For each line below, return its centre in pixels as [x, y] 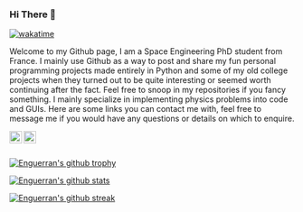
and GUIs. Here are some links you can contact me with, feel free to [136, 109]
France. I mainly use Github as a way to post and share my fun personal [143, 61]
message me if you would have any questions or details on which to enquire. [152, 119]
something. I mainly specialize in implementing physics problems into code [149, 99]
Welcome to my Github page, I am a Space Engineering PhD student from [146, 51]
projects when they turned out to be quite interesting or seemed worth [140, 80]
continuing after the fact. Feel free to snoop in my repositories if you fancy [148, 90]
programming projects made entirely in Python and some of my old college [149, 70]
